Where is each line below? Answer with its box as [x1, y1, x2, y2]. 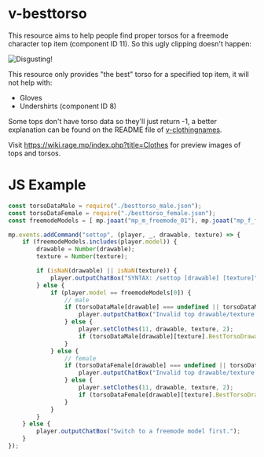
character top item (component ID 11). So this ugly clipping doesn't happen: [8, 38, 252, 48]
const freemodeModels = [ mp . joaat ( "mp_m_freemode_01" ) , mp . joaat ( [8, 217, 234, 225]
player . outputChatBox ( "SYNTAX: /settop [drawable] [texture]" [49, 274, 258, 282]
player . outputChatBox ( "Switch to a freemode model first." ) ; [36, 427, 241, 436]
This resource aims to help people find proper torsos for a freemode [8, 31, 229, 40]
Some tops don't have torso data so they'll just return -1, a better [8, 116, 218, 126]
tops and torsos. [8, 148, 61, 158]
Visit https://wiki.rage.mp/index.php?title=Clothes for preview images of [8, 140, 241, 149]
